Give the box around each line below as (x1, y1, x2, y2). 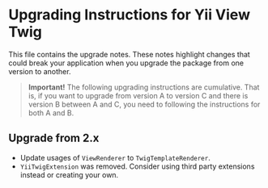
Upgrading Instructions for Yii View (8, 6, 251, 24)
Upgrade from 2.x (8, 132, 100, 145)
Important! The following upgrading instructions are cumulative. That (28, 82, 260, 92)
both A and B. (28, 107, 74, 118)
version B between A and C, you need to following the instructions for (28, 99, 261, 109)
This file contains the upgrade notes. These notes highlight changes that (8, 49, 251, 59)
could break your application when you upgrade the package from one (8, 58, 245, 68)
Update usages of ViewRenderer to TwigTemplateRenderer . (19, 152, 211, 162)
